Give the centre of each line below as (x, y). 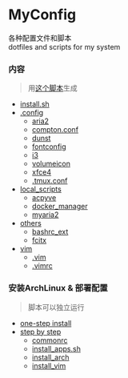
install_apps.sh (56, 348)
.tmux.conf (50, 181)
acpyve (44, 198)
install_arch (50, 357)
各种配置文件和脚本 (40, 38)
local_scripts (40, 189)
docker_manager (60, 207)
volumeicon (51, 164)
